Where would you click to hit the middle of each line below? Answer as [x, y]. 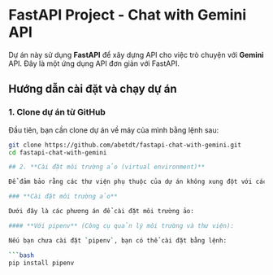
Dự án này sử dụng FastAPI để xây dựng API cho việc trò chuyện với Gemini [136, 55]
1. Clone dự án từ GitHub [57, 112]
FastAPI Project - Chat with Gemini [128, 15]
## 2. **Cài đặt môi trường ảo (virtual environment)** [107, 167]
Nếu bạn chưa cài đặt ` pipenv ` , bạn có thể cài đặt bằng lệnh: [118, 240]
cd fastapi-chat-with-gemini [58, 152]
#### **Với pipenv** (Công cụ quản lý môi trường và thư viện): [121, 225]
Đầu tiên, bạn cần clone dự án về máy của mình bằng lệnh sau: [114, 130]
